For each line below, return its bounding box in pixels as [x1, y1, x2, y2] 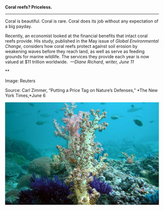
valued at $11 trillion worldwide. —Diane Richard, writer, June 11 [5, 59, 134, 65]
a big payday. [5, 23, 32, 29]
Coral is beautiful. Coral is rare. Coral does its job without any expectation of [5, 18, 159, 24]
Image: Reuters [5, 78, 36, 84]
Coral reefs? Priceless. [5, 4, 52, 10]
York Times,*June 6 [5, 93, 46, 98]
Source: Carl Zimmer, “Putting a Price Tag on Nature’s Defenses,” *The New [5, 88, 158, 93]
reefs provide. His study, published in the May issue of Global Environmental [5, 38, 159, 44]
